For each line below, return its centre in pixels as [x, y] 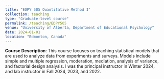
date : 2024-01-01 [23, 32]
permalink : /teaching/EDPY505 [36, 23]
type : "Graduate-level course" [37, 19]
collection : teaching [27, 14]
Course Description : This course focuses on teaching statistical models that [82, 50]
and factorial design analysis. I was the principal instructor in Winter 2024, [80, 66]
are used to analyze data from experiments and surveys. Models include [78, 56]
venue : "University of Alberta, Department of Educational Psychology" [80, 28]
